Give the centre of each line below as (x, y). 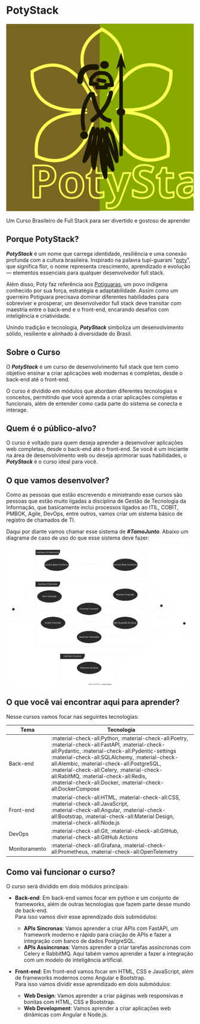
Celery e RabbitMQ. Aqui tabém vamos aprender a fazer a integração (108, 954)
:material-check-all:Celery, (85, 770)
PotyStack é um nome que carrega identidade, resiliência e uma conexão (97, 253)
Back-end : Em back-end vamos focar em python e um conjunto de (97, 898)
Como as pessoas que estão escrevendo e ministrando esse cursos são (94, 495)
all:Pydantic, (66, 751)
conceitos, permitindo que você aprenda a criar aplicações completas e (94, 397)
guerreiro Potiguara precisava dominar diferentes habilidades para (87, 297)
